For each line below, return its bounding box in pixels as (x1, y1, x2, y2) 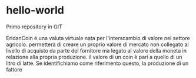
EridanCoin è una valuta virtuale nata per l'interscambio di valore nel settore (6, 34, 190, 41)
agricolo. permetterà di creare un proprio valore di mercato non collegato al (6, 41, 190, 48)
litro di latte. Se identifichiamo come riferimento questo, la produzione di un (6, 60, 189, 67)
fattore (6, 66, 22, 73)
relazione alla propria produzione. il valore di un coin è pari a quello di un (6, 53, 182, 60)
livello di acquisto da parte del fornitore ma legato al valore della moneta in (6, 47, 187, 54)
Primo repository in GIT (6, 23, 63, 30)
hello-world (6, 4, 65, 17)
